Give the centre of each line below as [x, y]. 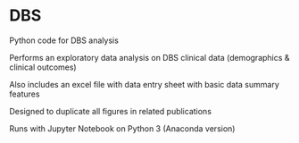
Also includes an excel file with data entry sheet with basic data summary [144, 84]
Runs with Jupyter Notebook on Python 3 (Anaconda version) [122, 128]
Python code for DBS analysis [64, 40]
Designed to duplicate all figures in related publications [111, 111]
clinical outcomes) [43, 67]
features [25, 94]
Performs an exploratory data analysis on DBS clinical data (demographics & [149, 57]
